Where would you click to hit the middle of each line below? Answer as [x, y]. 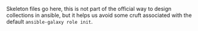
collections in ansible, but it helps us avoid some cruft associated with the [99, 15]
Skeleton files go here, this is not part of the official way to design [89, 9]
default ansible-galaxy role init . [50, 22]
